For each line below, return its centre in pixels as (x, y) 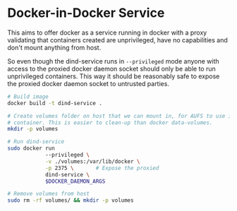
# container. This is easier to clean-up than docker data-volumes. (110, 122)
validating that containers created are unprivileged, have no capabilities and (117, 40)
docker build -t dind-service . (55, 103)
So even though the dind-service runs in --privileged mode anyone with (114, 61)
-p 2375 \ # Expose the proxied (102, 168)
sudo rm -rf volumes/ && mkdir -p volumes (71, 200)
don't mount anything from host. (54, 47)
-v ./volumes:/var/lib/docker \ (92, 161)
